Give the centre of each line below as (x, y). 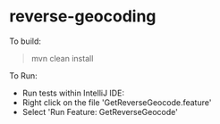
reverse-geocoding (83, 17)
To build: (25, 41)
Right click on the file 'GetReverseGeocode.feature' (117, 102)
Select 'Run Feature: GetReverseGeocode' (100, 112)
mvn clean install (62, 58)
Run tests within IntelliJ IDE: (73, 93)
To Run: (23, 75)
